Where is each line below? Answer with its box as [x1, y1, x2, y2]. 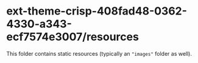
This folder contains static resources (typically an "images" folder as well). [6, 50, 193, 57]
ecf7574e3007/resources [6, 30, 139, 44]
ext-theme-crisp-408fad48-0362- [6, 4, 188, 18]
